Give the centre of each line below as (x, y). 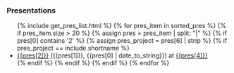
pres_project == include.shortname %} (73, 48)
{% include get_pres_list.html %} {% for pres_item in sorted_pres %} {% (122, 26)
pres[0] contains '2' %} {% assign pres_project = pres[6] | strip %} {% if (122, 41)
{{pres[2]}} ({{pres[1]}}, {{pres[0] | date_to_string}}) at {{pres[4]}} (112, 55)
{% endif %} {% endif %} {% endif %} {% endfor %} (93, 63)
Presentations (31, 11)
